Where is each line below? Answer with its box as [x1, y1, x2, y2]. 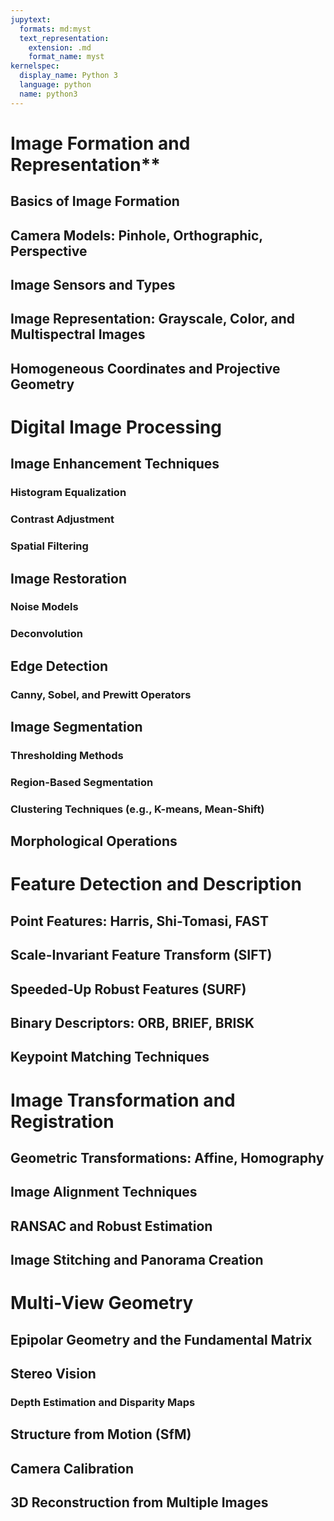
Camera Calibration [10, 1460, 134, 1477]
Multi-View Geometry [10, 1292, 194, 1315]
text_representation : [19, 33, 110, 43]
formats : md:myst [19, 24, 92, 34]
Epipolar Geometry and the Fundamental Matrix [10, 1331, 313, 1348]
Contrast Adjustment [10, 512, 115, 526]
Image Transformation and [10, 1089, 236, 1111]
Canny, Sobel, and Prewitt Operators [10, 687, 192, 701]
